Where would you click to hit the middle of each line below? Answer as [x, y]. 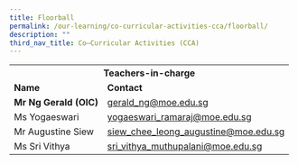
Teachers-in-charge [149, 73]
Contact [125, 88]
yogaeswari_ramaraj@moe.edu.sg [179, 117]
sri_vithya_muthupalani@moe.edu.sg [185, 147]
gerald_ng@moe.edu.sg [158, 103]
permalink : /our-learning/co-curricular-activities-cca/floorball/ [139, 26]
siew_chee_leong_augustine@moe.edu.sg [196, 132]
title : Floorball [42, 18]
